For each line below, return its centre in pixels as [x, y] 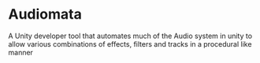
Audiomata [45, 14]
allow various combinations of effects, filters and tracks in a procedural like [130, 44]
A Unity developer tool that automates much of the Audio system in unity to [130, 36]
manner [21, 52]
